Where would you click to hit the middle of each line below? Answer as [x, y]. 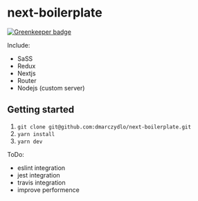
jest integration [38, 175]
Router [27, 80]
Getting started [41, 109]
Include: [19, 45]
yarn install [36, 134]
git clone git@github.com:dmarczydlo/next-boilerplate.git [104, 127]
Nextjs [26, 73]
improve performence [48, 190]
